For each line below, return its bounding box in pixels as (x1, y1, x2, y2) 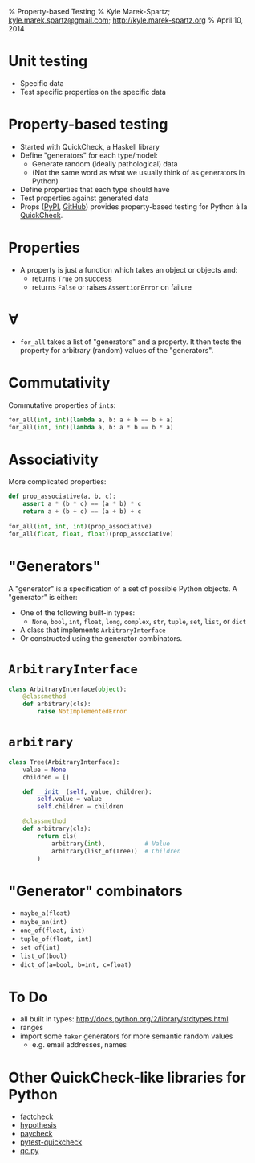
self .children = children (37, 803, 124, 811)
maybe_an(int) (19, 918, 67, 927)
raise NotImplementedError (37, 708, 127, 716)
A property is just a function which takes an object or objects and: (19, 265, 238, 274)
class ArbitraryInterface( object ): (8, 685, 127, 693)
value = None (22, 766, 67, 774)
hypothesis (19, 1120, 57, 1130)
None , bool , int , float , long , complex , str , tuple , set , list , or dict (31, 616, 247, 626)
